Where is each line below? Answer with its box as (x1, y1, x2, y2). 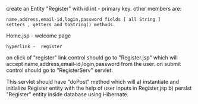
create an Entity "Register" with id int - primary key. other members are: (6, 5, 182, 12)
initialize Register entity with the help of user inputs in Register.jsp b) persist (6, 84, 192, 92)
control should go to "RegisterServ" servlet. (6, 67, 113, 74)
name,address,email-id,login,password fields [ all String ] (6, 17, 161, 23)
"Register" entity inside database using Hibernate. (6, 91, 129, 97)
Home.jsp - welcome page (6, 32, 71, 39)
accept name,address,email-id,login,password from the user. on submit (6, 61, 181, 67)
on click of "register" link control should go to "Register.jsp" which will (6, 54, 178, 61)
